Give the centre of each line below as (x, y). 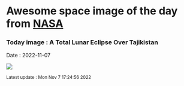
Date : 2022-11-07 (28, 56)
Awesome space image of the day (92, 11)
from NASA (35, 24)
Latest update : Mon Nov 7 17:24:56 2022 (49, 78)
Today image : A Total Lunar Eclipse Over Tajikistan (82, 42)
